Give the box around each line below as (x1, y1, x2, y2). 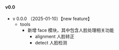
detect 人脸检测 (35, 40, 68, 46)
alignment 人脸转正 (35, 33, 74, 39)
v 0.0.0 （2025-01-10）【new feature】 (12, 15, 92, 22)
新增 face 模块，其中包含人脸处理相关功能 (27, 27, 114, 33)
